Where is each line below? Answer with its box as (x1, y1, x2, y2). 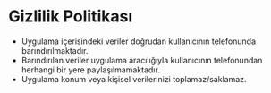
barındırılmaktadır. (21, 45, 89, 55)
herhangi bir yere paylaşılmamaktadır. (21, 64, 160, 75)
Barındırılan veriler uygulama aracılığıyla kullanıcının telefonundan (21, 55, 263, 65)
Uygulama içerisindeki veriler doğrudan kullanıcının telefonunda (21, 36, 257, 46)
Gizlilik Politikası (8, 6, 133, 27)
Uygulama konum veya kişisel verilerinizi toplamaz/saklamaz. (21, 73, 247, 84)
